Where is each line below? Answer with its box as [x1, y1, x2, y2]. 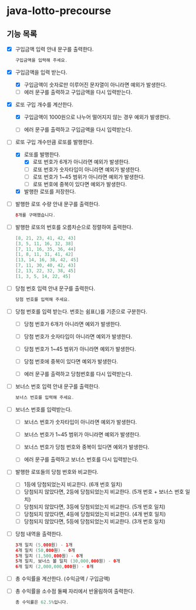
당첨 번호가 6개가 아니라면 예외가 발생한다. [23, 320, 121, 327]
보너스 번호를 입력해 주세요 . [15, 395, 75, 400]
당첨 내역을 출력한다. [15, 530, 63, 537]
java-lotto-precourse [6, 4, 111, 18]
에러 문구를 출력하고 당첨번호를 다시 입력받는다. [23, 370, 133, 377]
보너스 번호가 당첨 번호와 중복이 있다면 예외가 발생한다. [23, 443, 150, 450]
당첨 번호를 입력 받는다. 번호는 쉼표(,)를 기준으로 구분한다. [15, 308, 147, 315]
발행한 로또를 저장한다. [23, 188, 76, 195]
